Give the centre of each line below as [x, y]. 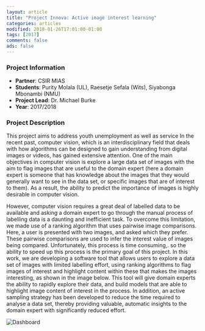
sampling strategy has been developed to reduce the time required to [93, 297]
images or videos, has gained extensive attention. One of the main [89, 155]
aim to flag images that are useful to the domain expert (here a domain [95, 168]
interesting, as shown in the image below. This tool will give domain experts [101, 278]
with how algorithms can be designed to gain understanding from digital [97, 149]
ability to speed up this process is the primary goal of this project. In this [97, 252]
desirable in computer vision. [43, 195]
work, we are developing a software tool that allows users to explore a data [101, 258]
